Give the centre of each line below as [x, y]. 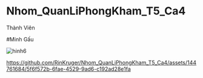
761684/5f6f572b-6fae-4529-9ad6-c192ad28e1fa [69, 69]
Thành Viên [21, 28]
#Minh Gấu [20, 39]
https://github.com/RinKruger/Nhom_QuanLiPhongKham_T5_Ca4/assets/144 [101, 62]
